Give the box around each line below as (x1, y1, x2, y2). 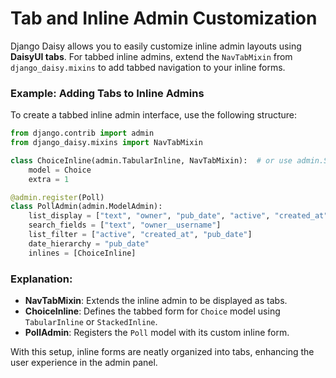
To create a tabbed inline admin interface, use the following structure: (10, 109, 298, 121)
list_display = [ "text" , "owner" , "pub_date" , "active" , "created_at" (28, 211, 329, 221)
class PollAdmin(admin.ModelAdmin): (10, 202, 163, 212)
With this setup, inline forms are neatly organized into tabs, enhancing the (10, 346, 315, 358)
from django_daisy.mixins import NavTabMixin (10, 138, 203, 148)
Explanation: (10, 272, 73, 286)
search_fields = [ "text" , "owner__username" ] (28, 220, 222, 231)
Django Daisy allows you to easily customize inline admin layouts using (10, 40, 302, 52)
